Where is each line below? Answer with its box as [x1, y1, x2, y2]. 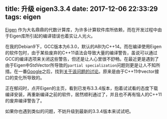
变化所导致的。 [13, 74, 45, 81]
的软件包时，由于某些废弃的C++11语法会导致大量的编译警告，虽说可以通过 [5, 49, 158, 56]
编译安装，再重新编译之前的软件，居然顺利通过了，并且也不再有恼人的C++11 [5, 91, 162, 97]
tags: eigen [5, 13, 41, 21]
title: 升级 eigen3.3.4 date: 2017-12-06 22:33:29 [5, 4, 158, 13]
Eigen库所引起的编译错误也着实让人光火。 [9, 33, 96, 39]
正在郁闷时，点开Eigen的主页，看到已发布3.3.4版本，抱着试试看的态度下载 [5, 85, 159, 91]
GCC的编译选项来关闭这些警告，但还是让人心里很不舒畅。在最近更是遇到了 [5, 56, 159, 62]
